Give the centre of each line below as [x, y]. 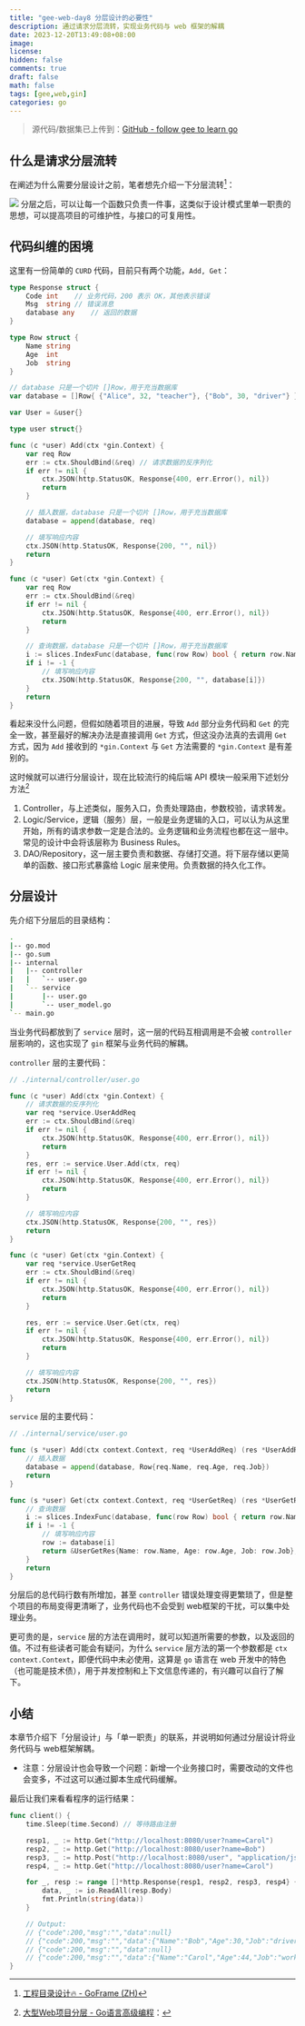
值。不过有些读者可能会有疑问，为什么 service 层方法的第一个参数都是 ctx [148, 1648]
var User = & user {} [46, 413]
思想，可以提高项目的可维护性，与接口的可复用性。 [105, 215]
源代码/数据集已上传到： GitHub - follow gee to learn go [135, 129]
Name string [48, 346]
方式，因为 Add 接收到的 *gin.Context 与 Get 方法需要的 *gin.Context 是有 [147, 747]
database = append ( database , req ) [91, 521]
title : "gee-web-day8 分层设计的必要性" [81, 18]
